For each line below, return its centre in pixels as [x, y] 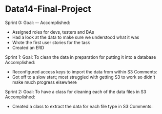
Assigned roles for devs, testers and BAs [53, 32]
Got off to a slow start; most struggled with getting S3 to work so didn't [83, 77]
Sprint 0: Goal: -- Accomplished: [38, 23]
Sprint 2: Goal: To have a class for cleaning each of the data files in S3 [76, 91]
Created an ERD [28, 47]
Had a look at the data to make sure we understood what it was [76, 37]
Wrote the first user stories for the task [51, 42]
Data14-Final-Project [48, 9]
